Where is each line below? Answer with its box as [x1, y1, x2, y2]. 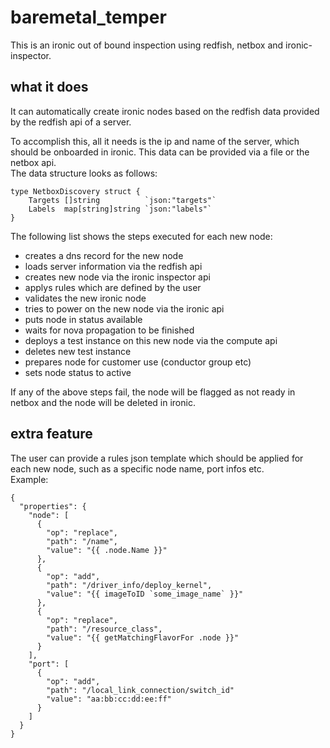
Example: [10, 473, 49, 485]
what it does [10, 79, 89, 96]
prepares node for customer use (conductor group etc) [24, 356, 252, 368]
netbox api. [10, 156, 57, 168]
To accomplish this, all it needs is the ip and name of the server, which [10, 135, 300, 147]
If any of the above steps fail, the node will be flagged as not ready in [10, 386, 296, 398]
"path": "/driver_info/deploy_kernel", [46, 580, 213, 590]
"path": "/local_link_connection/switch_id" [46, 685, 235, 695]
